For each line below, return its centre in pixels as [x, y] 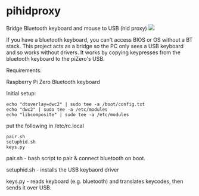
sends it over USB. [29, 187]
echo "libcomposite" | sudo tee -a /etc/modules [68, 114]
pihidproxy [33, 11]
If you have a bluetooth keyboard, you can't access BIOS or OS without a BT [99, 39]
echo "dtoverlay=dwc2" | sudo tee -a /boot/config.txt [76, 104]
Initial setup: [21, 93]
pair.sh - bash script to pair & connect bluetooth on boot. [76, 158]
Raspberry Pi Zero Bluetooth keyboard [53, 82]
